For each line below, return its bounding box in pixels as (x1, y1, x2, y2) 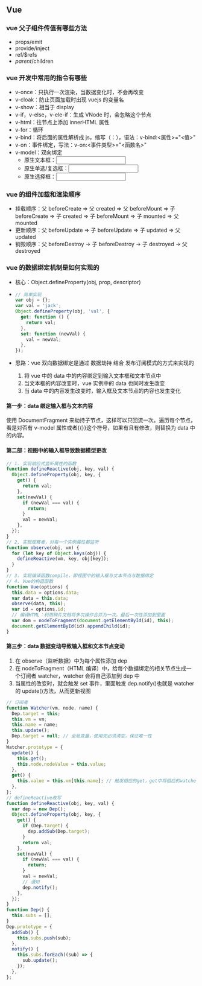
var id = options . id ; (11, 606, 66, 612)
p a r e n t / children (14, 57, 54, 65)
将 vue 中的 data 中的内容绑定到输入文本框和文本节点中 (24, 372, 162, 380)
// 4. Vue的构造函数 (6, 578, 53, 584)
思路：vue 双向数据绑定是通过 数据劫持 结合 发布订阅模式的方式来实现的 (14, 359, 194, 367)
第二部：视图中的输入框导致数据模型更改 (6, 447, 107, 454)
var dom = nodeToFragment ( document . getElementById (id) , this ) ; (11, 618, 174, 624)
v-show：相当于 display (14, 103, 74, 110)
